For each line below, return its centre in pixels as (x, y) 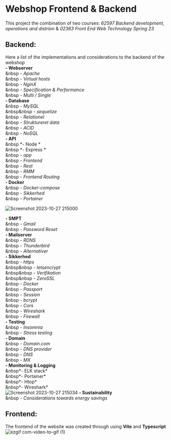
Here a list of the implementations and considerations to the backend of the (85, 57)
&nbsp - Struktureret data (33, 122)
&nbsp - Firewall (23, 316)
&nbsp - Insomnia (24, 327)
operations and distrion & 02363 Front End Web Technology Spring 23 (80, 28)
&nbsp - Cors (19, 305)
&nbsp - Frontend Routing (33, 177)
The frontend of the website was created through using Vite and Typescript (86, 426)
